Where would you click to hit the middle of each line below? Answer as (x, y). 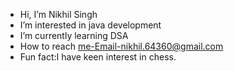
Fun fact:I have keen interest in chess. (98, 57)
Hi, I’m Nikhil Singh (58, 14)
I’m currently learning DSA (74, 35)
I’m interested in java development (90, 25)
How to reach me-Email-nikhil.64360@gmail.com (121, 46)
